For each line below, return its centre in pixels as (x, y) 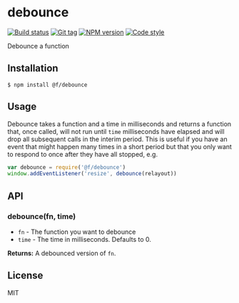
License (25, 276)
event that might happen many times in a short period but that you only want (119, 146)
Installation (33, 68)
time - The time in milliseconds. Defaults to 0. (85, 239)
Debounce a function (39, 46)
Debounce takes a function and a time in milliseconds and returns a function (119, 124)
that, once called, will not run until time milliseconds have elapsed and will (116, 131)
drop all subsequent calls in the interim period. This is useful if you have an (117, 139)
